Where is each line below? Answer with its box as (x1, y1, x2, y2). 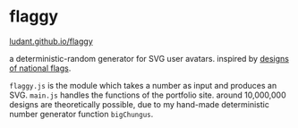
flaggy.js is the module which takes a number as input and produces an (9, 80, 277, 90)
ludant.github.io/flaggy (9, 36, 94, 47)
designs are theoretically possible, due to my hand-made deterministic (9, 98, 270, 109)
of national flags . (9, 63, 72, 73)
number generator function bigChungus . (9, 108, 154, 119)
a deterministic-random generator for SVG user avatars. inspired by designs (9, 53, 289, 64)
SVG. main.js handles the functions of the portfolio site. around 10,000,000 (9, 90, 286, 100)
